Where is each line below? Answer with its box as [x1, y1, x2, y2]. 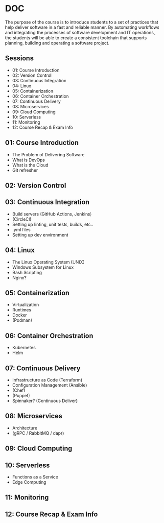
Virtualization [12, 302, 39, 308]
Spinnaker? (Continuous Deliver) [12, 398, 78, 404]
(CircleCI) [12, 216, 32, 222]
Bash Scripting [12, 269, 42, 275]
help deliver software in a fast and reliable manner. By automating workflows [5, 24, 160, 30]
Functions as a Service [12, 474, 59, 480]
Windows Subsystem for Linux [12, 264, 74, 270]
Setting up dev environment [12, 232, 69, 238]
